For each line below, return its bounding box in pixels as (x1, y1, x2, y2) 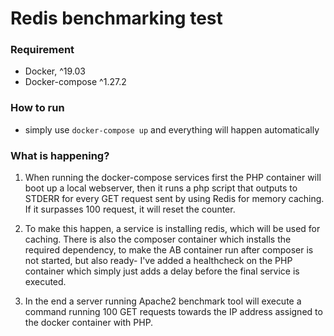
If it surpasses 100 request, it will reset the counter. (24, 203, 236, 216)
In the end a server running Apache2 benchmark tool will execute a (24, 295, 302, 307)
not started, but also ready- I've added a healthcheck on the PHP (24, 255, 293, 267)
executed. (24, 276, 67, 288)
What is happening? (10, 148, 110, 162)
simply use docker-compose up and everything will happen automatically (24, 123, 320, 136)
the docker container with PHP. (24, 317, 154, 329)
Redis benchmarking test (10, 7, 223, 30)
